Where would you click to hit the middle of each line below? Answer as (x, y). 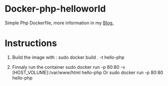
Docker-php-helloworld (55, 9)
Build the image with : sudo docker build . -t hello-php (68, 57)
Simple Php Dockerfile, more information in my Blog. (59, 23)
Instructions (31, 43)
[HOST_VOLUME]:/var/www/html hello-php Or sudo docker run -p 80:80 (88, 72)
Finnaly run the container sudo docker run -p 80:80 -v (69, 67)
